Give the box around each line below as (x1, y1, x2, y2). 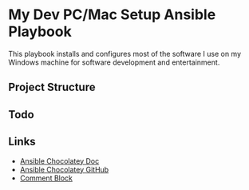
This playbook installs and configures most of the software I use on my (8, 49, 242, 58)
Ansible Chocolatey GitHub (19, 164, 109, 174)
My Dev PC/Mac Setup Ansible (8, 6, 216, 24)
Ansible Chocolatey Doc (19, 156, 100, 165)
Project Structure (8, 81, 96, 94)
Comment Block (19, 173, 73, 183)
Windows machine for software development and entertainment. (8, 57, 220, 67)
